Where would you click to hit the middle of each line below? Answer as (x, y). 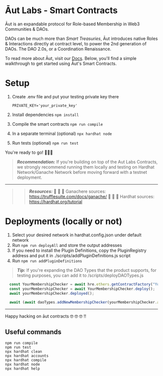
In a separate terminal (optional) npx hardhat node (62, 133)
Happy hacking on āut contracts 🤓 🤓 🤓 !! (46, 316)
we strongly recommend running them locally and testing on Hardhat (86, 167)
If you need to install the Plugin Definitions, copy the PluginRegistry (79, 250)
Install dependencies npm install (45, 114)
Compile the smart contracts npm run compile (57, 124)
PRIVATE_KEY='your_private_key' (45, 105)
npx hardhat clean (24, 352)
